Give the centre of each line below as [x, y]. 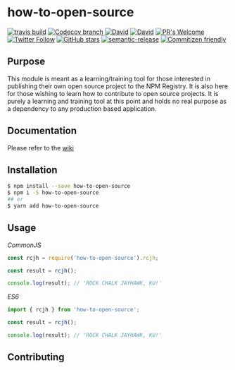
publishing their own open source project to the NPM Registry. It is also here [118, 86]
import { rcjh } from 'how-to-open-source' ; [74, 310]
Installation [32, 170]
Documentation [42, 131]
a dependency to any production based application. [82, 108]
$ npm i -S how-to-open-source [53, 193]
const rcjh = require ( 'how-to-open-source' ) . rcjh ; [83, 258]
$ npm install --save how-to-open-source [69, 186]
